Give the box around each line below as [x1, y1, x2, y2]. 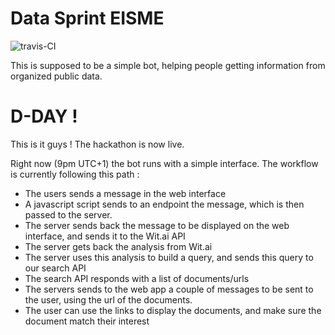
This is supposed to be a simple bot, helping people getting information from [10, 59, 326, 71]
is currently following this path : [10, 168, 140, 180]
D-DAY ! [10, 105, 78, 128]
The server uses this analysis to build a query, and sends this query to [24, 251, 314, 263]
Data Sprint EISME [10, 7, 165, 30]
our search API [24, 262, 87, 274]
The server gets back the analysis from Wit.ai [24, 240, 213, 252]
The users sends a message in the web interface [24, 187, 227, 199]
